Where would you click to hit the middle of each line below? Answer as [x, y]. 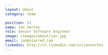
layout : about [19, 9]
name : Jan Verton [23, 27]
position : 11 [18, 23]
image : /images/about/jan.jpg [36, 36]
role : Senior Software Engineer [38, 32]
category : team [20, 14]
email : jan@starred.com [29, 41]
